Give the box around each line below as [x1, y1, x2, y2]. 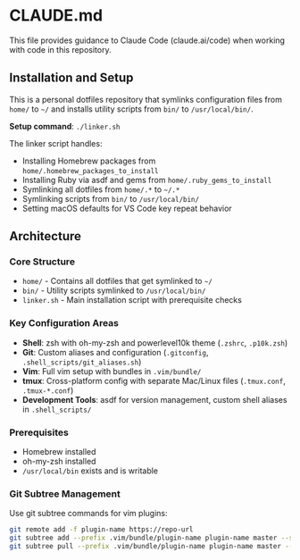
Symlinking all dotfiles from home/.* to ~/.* [21, 184, 180, 195]
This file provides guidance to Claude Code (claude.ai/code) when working [9, 35, 286, 46]
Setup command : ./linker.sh [9, 121, 121, 131]
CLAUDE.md [9, 5, 104, 26]
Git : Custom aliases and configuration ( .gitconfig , [21, 347, 209, 357]
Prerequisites [9, 426, 69, 439]
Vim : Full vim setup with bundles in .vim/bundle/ [21, 365, 202, 376]
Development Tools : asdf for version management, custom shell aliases [21, 394, 287, 405]
